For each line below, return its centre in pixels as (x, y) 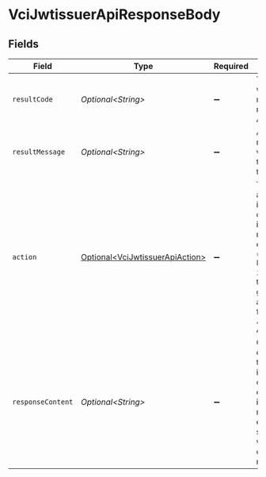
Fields (24, 44)
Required (231, 66)
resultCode (32, 100)
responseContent (43, 402)
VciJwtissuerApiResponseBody (114, 15)
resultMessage (39, 152)
